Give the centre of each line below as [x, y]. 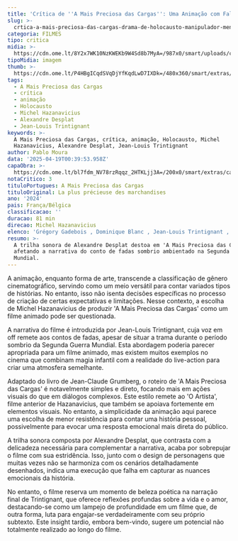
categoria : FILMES [34, 34]
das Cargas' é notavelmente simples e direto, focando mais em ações [109, 389]
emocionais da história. [41, 478]
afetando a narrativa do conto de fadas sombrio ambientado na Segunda [122, 252]
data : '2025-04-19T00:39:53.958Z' [58, 159]
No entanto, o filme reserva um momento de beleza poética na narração [113, 492]
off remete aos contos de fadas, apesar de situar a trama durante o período [118, 337]
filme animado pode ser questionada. [62, 316]
